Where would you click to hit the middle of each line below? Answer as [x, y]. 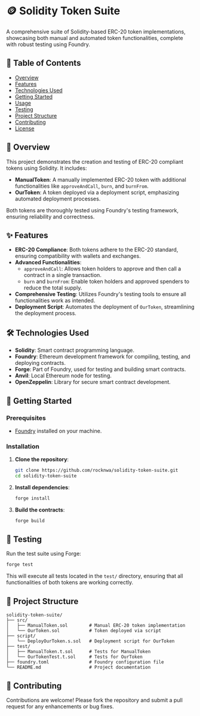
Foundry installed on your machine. [58, 431]
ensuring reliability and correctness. [50, 217]
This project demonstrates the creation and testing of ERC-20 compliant [95, 162]
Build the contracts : [40, 510]
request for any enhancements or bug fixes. [60, 706]
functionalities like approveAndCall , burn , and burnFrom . [82, 186]
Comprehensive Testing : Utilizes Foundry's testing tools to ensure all [100, 294]
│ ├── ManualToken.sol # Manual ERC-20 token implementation [96, 626]
